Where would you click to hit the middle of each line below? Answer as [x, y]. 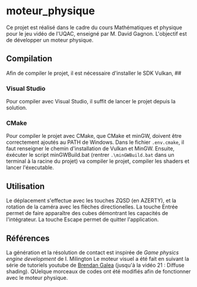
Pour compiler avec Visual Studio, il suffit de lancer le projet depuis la [91, 102]
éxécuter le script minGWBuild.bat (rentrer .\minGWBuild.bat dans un [90, 155]
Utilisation [26, 186]
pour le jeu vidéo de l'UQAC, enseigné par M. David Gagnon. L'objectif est [96, 33]
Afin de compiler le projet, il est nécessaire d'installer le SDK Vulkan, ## [94, 73]
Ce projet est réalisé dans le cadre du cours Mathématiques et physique [94, 27]
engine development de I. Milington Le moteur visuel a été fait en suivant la [98, 258]
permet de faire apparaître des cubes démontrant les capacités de [87, 213]
